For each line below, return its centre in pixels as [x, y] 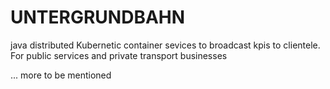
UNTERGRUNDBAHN [98, 17]
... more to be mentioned [61, 75]
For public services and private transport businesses [119, 55]
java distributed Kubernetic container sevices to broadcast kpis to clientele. [165, 45]
